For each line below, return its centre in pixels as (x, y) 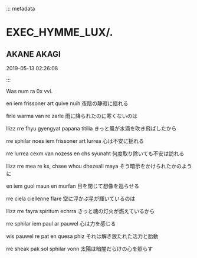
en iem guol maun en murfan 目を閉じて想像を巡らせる (73, 186)
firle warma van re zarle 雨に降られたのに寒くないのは (72, 116)
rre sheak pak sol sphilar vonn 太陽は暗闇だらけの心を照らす (80, 249)
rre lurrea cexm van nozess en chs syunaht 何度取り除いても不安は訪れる (95, 154)
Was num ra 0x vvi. (29, 91)
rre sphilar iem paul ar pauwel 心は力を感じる (61, 223)
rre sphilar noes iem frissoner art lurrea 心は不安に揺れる (75, 141)
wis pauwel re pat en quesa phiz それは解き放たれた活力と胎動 (82, 236)
